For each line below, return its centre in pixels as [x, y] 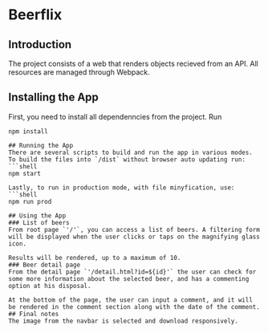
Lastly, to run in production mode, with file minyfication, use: [122, 187]
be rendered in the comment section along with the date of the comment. [134, 307]
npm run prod [30, 201]
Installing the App [53, 97]
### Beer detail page [45, 265]
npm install [28, 131]
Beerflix [35, 15]
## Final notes [34, 314]
